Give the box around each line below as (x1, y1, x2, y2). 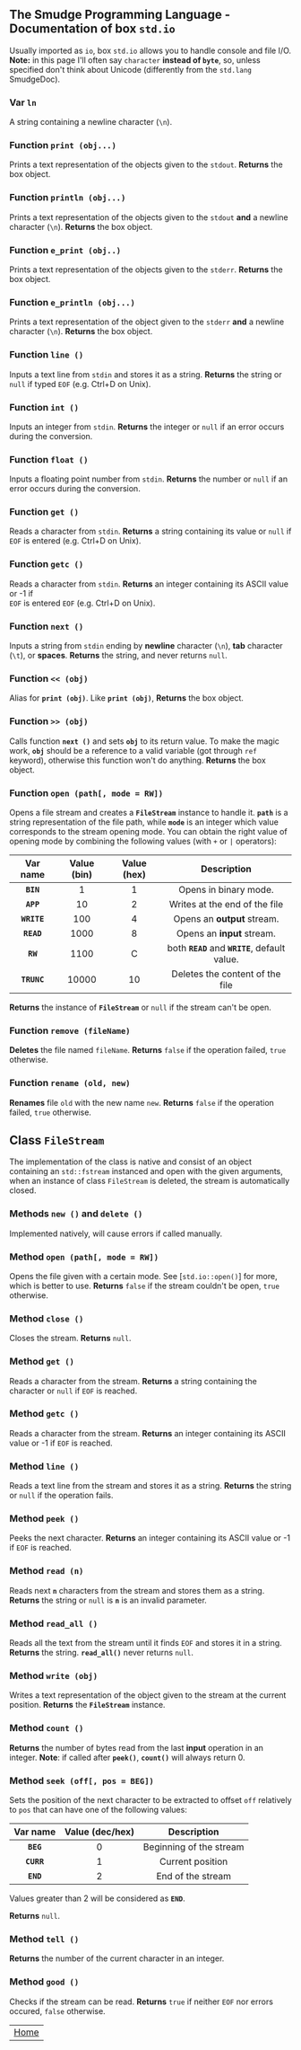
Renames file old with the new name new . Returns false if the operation (9, 1097, 275, 1108)
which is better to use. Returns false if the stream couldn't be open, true (9, 1280, 280, 1291)
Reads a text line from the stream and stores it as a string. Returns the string (9, 1480, 292, 1491)
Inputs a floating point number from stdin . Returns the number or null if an (9, 473, 288, 484)
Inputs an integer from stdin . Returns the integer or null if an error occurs (9, 421, 285, 432)
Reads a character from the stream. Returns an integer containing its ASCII (9, 1427, 287, 1438)
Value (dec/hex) (64, 1825, 135, 1838)
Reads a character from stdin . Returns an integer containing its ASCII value (9, 579, 289, 589)
